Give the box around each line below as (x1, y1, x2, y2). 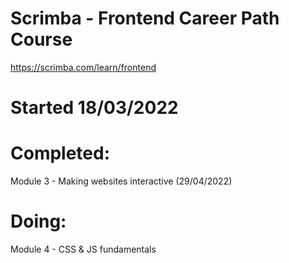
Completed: (10, 142, 111, 165)
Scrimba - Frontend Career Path (10, 7, 280, 30)
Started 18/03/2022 (10, 97, 179, 119)
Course (10, 28, 73, 51)
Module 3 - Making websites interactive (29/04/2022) (10, 175, 233, 187)
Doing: (10, 210, 67, 233)
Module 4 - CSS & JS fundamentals (10, 243, 157, 255)
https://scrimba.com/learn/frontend (10, 61, 157, 73)
